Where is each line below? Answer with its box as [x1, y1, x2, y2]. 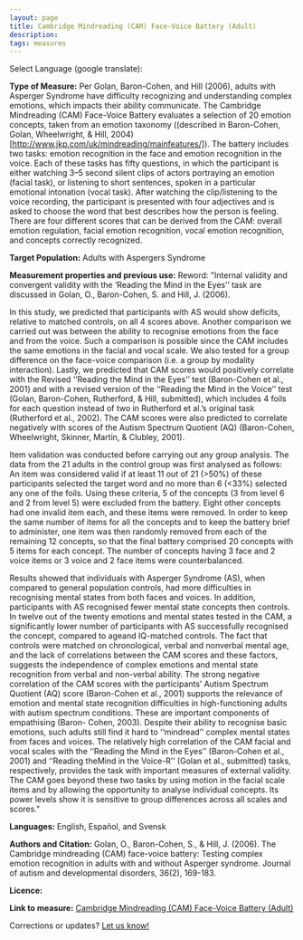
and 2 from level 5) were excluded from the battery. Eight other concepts [9, 497, 281, 508]
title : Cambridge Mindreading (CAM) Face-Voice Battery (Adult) [9, 22, 257, 31]
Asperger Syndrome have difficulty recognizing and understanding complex [9, 91, 292, 101]
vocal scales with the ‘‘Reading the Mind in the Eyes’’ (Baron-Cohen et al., [9, 746, 285, 757]
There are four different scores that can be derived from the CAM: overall [9, 216, 282, 226]
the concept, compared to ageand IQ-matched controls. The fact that [9, 630, 268, 641]
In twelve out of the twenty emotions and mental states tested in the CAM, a [9, 611, 292, 622]
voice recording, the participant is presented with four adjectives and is [9, 197, 275, 207]
